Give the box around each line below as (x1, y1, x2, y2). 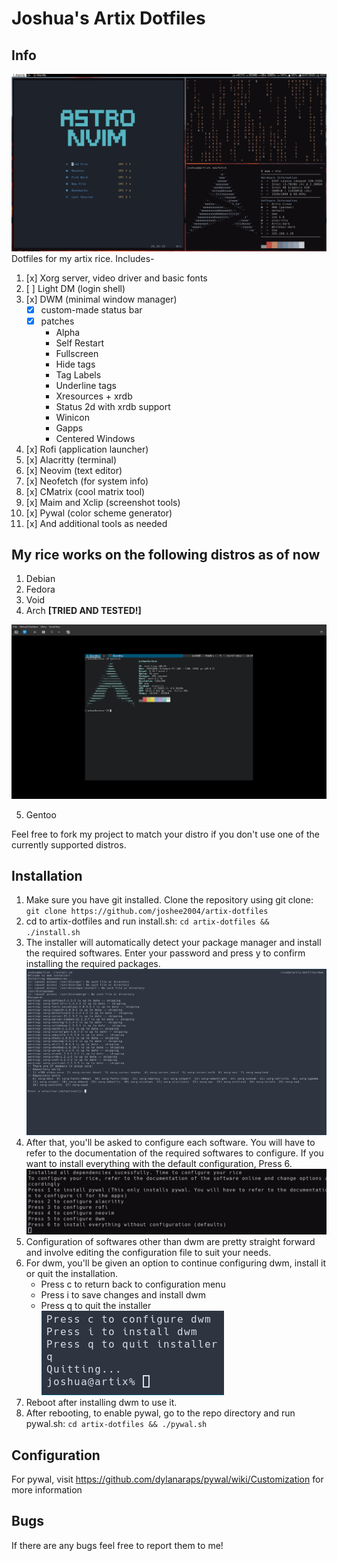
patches (40, 315, 75, 327)
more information (11, 1484, 83, 1496)
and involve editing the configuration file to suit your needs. (25, 1247, 272, 1259)
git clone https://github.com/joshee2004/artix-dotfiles (25, 907, 269, 917)
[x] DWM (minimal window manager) (25, 293, 178, 305)
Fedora (25, 583, 56, 596)
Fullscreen (55, 347, 99, 359)
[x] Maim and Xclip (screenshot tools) (25, 496, 181, 508)
